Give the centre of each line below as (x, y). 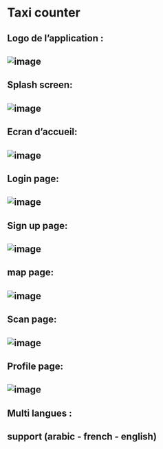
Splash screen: (40, 85)
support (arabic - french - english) (82, 437)
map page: (30, 273)
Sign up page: (37, 226)
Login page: (33, 178)
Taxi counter (44, 13)
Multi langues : (40, 413)
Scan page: (32, 320)
